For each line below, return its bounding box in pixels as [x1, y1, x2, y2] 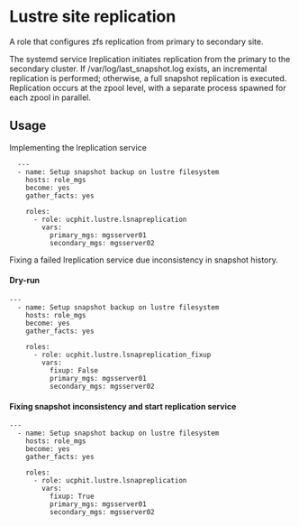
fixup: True [49, 492, 95, 502]
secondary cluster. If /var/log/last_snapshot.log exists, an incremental [9, 63, 267, 74]
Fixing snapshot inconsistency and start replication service [9, 401, 237, 411]
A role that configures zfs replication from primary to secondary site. [9, 36, 264, 47]
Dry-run [9, 275, 41, 286]
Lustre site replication [9, 6, 177, 27]
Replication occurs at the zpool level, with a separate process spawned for [9, 82, 286, 93]
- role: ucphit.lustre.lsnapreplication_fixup [32, 350, 212, 359]
